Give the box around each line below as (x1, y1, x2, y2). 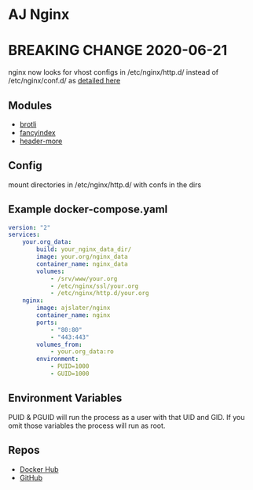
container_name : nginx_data (36, 260, 128, 268)
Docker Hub (19, 464, 59, 473)
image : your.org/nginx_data (36, 253, 128, 261)
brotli (19, 120, 37, 129)
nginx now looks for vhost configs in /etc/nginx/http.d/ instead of (8, 68, 218, 77)
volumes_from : (36, 341, 82, 348)
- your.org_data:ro (49, 348, 114, 356)
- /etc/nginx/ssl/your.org (49, 282, 139, 290)
